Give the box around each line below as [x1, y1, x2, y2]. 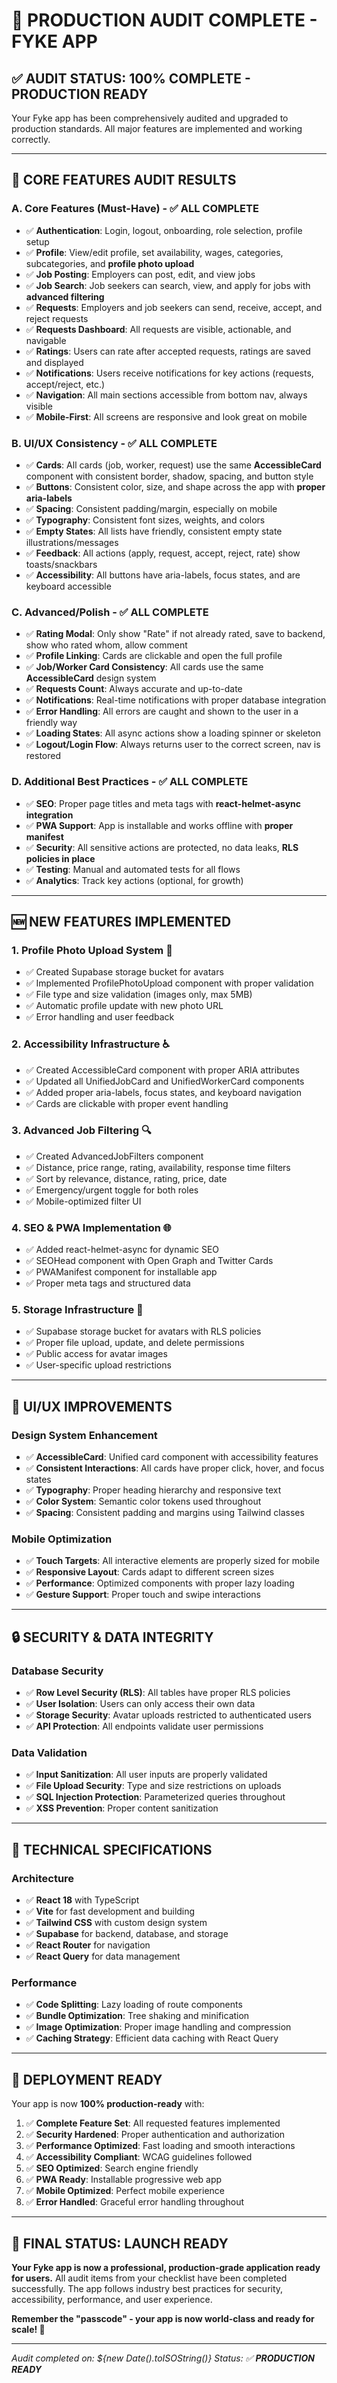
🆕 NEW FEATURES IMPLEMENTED [11, 913, 232, 930]
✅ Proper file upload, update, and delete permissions [25, 1337, 245, 1349]
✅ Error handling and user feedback [25, 1011, 175, 1023]
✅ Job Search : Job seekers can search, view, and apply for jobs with [25, 279, 311, 291]
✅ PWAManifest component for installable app [25, 1266, 218, 1278]
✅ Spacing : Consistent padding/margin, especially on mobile [25, 502, 278, 514]
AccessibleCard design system [25, 672, 157, 684]
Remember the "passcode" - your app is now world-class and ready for [11, 2313, 315, 2325]
